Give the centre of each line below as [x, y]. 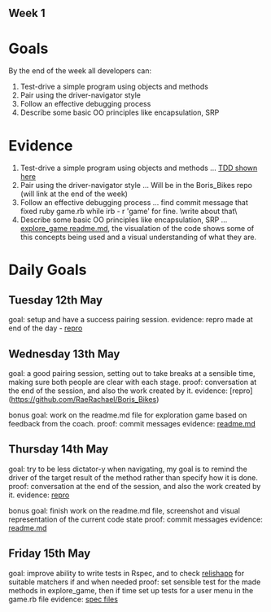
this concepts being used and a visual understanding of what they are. [138, 237]
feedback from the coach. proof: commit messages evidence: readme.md [132, 424]
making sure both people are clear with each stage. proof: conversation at [133, 382]
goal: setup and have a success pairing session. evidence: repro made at [131, 320]
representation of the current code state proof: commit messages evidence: [135, 519]
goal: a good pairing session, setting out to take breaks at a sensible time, [132, 374]
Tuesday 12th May [56, 300]
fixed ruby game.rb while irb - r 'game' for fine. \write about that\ [129, 212]
